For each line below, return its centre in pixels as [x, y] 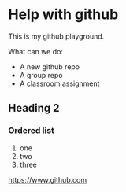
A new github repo [50, 66]
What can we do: [35, 51]
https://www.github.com [48, 179]
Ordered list [31, 131]
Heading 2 [34, 108]
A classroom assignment [59, 83]
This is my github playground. [56, 36]
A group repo [41, 75]
